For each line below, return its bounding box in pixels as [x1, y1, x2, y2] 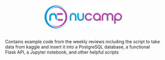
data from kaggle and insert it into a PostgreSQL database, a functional [5, 44, 150, 50]
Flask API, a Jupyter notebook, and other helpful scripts [5, 49, 119, 55]
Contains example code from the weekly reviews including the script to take [5, 38, 160, 45]
